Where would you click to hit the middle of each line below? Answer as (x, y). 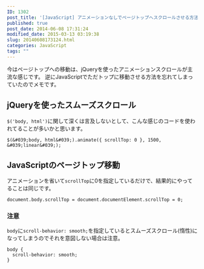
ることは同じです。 (31, 189)
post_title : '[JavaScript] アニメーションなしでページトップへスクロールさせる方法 (103, 18)
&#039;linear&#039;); (34, 145)
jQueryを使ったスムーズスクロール (72, 105)
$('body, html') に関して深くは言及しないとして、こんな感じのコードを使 (98, 121)
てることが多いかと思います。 (49, 128)
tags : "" (18, 51)
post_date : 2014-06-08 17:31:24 (48, 29)
